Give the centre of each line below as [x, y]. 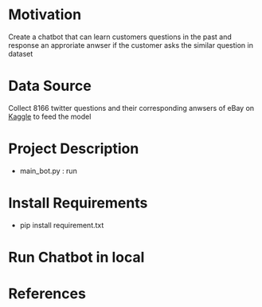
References [47, 294]
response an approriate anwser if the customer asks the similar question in [131, 45]
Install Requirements [78, 203]
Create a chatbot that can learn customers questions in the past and [120, 37]
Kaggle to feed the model [50, 116]
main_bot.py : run [48, 171]
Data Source [50, 86]
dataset [21, 53]
